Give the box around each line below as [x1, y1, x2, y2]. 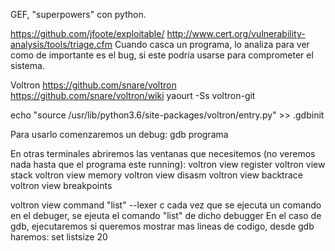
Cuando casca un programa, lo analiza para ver [114, 39, 310, 50]
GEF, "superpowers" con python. [10, 9, 147, 20]
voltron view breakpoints [10, 180, 113, 191]
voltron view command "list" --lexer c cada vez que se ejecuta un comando [10, 199, 322, 211]
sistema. [10, 60, 45, 71]
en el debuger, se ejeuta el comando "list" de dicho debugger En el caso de [10, 210, 322, 221]
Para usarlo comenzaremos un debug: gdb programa [10, 129, 229, 140]
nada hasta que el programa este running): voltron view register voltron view [10, 159, 326, 170]
